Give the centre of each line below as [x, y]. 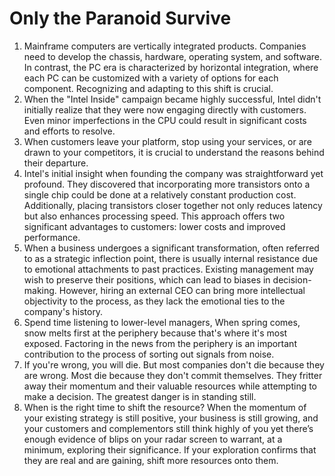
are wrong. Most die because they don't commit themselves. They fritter [173, 375]
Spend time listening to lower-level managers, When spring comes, [162, 322]
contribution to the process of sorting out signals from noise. [149, 354]
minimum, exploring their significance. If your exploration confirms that [170, 449]
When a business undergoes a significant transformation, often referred [171, 248]
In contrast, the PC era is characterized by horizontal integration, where [171, 67]
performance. [52, 237]
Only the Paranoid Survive [120, 18]
